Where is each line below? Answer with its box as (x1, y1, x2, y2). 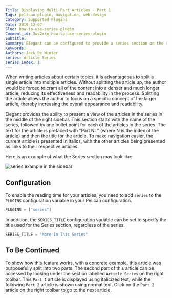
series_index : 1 (5, 60, 40, 65)
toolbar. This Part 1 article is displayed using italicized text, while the (5, 276, 151, 282)
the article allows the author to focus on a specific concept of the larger (5, 96, 157, 102)
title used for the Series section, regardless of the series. (5, 222, 125, 228)
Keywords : (5, 46, 27, 51)
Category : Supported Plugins (5, 17, 68, 22)
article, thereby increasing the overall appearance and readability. (5, 101, 144, 108)
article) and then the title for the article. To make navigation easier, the (5, 133, 154, 139)
